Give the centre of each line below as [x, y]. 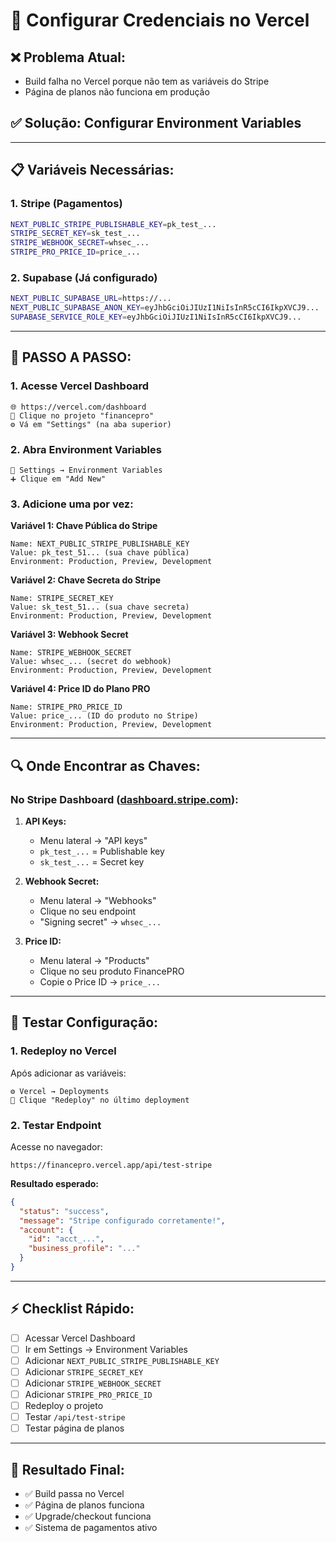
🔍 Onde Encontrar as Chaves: [105, 765]
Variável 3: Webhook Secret [69, 635]
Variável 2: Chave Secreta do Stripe [86, 580]
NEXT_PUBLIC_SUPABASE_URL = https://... [91, 299]
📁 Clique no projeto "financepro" [82, 415]
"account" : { [46, 1230]
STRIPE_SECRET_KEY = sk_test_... [75, 234]
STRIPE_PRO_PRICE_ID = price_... [75, 252]
